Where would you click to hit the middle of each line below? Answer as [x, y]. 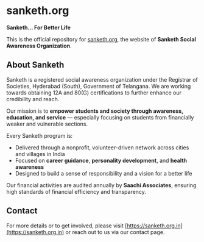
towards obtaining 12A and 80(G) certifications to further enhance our [94, 93]
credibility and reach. [33, 99]
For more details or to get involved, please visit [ [67, 226]
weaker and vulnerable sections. [47, 124]
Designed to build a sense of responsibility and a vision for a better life [104, 173]
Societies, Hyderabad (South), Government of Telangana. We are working [99, 86]
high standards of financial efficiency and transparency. [76, 191]
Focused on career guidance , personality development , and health [101, 160]
